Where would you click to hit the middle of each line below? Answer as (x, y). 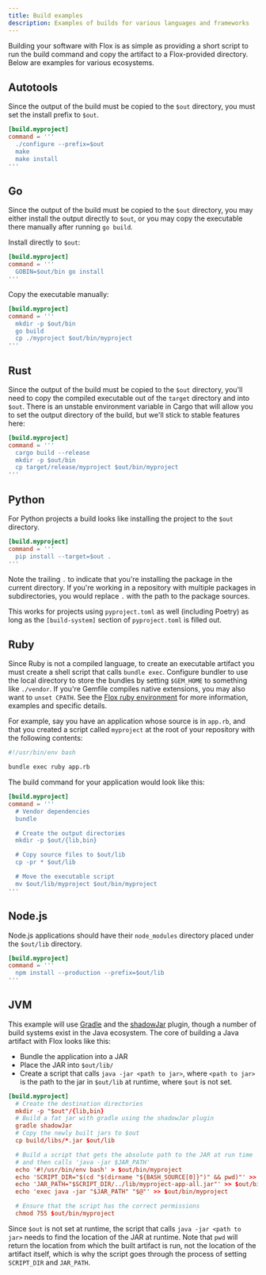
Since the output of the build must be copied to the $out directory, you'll (125, 389)
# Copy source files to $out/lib (70, 855)
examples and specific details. (58, 706)
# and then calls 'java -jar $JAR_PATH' (83, 1162)
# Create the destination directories (80, 1104)
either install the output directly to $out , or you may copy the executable (125, 218)
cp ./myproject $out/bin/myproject (74, 338)
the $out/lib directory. (45, 944)
